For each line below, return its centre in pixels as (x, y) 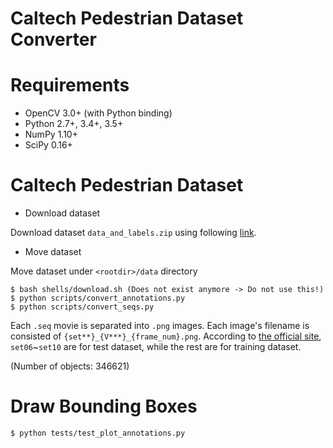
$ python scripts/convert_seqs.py (82, 307)
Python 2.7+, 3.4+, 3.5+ (74, 124)
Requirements (70, 85)
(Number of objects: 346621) (70, 366)
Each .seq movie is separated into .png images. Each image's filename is (160, 326)
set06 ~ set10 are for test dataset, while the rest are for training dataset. (156, 347)
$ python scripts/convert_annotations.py (98, 298)
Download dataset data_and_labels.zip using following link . (133, 233)
